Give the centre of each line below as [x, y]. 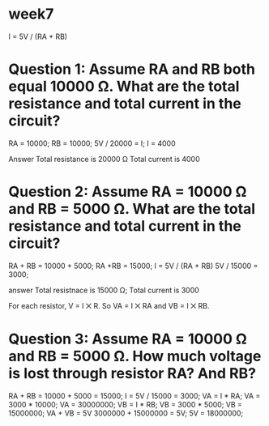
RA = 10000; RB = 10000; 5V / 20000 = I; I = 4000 [92, 143]
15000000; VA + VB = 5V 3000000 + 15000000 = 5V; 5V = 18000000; [126, 413]
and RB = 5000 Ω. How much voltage [135, 356]
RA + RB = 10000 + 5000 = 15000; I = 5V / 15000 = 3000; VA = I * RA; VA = [134, 396]
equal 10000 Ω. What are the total [124, 87]
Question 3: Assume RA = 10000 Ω [128, 339]
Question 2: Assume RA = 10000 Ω [128, 192]
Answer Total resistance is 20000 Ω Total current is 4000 [104, 159]
